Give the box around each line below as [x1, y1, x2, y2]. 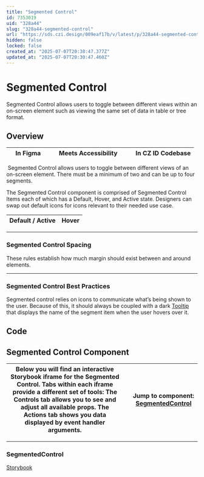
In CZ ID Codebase [135, 149, 191, 158]
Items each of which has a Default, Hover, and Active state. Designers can [6, 195, 192, 203]
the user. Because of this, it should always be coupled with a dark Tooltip [6, 302, 189, 309]
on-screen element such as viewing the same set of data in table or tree [6, 107, 186, 114]
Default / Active [9, 217, 56, 225]
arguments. [47, 426, 82, 434]
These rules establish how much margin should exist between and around [6, 254, 191, 262]
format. [6, 113, 25, 120]
